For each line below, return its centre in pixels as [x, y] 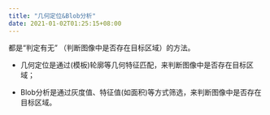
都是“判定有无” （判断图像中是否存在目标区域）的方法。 [102, 47]
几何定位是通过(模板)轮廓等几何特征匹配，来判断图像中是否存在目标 [133, 65]
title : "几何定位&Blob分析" [52, 16]
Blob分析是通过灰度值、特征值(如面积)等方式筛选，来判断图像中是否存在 [141, 92]
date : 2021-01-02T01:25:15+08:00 [65, 23]
